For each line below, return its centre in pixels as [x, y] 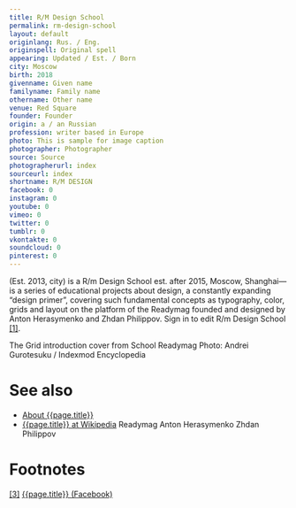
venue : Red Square [43, 108]
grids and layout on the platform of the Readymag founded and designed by [147, 309]
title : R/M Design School [57, 17]
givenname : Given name [51, 83]
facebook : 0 [31, 190]
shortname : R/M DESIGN [51, 182]
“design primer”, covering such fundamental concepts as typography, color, [147, 300]
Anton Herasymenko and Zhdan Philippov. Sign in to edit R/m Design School [148, 319]
